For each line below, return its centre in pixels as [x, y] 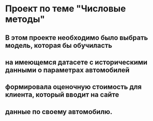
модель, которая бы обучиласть [59, 45]
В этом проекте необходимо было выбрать [77, 38]
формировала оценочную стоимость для [73, 87]
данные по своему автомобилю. [59, 112]
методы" [25, 19]
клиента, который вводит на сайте [62, 95]
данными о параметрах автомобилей [67, 70]
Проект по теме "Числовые [65, 9]
